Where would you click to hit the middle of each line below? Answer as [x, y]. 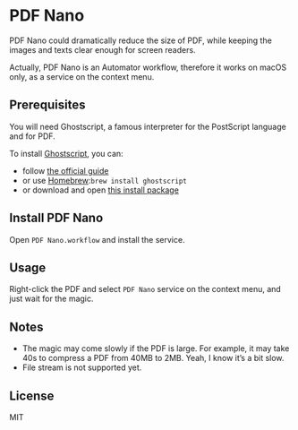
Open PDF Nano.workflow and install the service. [97, 239]
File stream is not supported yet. [82, 367]
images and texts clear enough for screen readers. [102, 49]
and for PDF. [32, 136]
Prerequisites [47, 105]
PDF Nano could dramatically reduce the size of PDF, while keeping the [141, 40]
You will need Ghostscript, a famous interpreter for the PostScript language [148, 126]
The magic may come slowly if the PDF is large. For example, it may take [156, 348]
